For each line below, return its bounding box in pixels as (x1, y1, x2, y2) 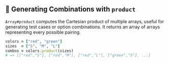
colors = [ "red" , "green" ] (5, 39, 62, 44)
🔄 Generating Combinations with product (5, 5, 136, 14)
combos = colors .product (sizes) (5, 48, 74, 53)
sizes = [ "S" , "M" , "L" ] (5, 43, 60, 48)
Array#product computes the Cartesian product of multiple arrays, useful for (5, 18, 164, 24)
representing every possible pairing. (5, 29, 81, 35)
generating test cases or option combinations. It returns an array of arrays (5, 24, 160, 30)
